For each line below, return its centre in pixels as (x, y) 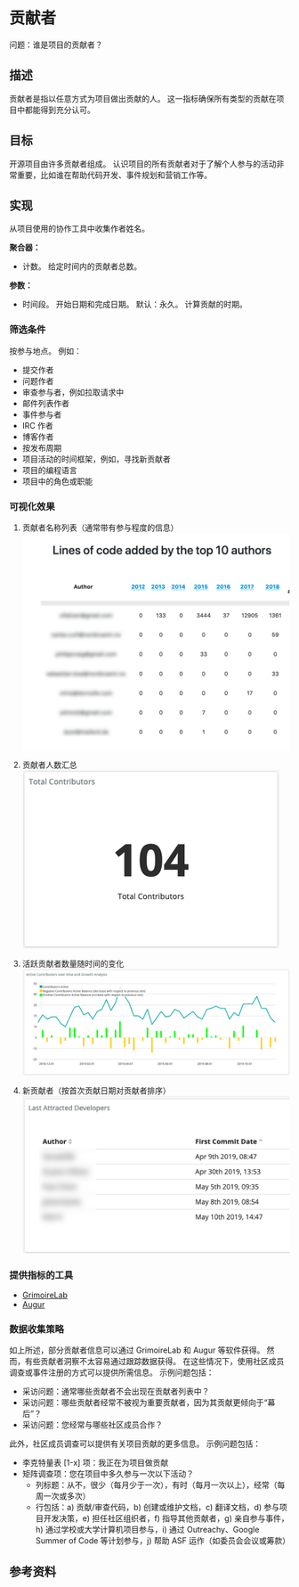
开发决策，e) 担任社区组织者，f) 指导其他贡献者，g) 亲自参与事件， (166, 1518)
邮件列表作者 (45, 403)
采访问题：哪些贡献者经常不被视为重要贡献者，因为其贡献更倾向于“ (145, 1403)
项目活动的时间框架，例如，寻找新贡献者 (96, 459)
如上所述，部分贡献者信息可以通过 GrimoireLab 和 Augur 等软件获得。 (137, 1350)
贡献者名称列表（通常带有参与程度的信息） (100, 528)
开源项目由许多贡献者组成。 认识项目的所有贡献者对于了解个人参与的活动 (143, 164)
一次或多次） (67, 1496)
